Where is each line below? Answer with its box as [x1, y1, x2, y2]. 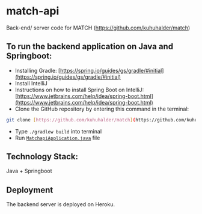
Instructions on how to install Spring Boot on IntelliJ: [14, 86, 144, 93]
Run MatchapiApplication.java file [14, 134, 100, 141]
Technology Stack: [6, 151, 79, 162]
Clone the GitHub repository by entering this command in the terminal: [14, 105, 189, 112]
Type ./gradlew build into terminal [14, 127, 102, 135]
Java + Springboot [6, 167, 52, 175]
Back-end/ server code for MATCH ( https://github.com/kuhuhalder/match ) [6, 24, 191, 31]
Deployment [6, 185, 54, 195]
